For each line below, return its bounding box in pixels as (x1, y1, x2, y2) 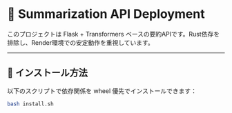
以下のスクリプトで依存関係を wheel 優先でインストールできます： (7, 86, 197, 95)
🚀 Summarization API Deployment (7, 6, 205, 22)
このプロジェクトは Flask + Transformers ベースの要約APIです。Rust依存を (7, 30, 220, 38)
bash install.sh (7, 100, 54, 107)
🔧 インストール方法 (7, 67, 88, 79)
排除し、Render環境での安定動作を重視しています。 (7, 38, 154, 47)
